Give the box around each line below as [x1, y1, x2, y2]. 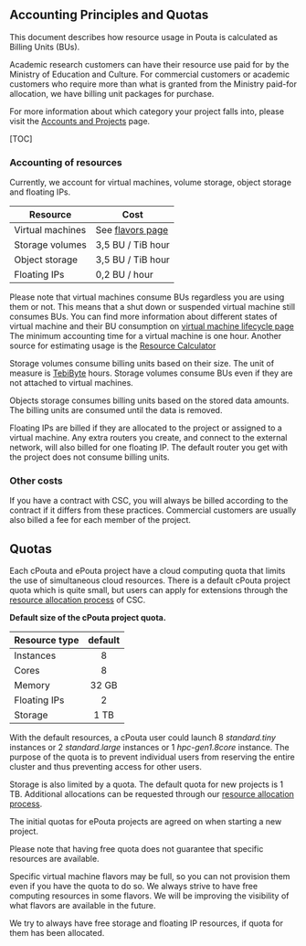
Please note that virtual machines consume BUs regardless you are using [9, 292, 285, 303]
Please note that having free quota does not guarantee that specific [9, 844, 264, 855]
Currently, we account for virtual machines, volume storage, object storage [9, 177, 292, 188]
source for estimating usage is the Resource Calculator [9, 340, 216, 351]
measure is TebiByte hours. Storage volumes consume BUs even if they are [9, 367, 294, 378]
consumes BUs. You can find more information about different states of [9, 311, 278, 323]
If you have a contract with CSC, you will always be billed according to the [9, 495, 289, 506]
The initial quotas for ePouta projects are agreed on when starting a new [9, 816, 282, 827]
